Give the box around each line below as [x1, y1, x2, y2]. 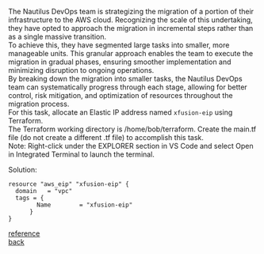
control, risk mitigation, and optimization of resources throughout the [8, 91, 233, 100]
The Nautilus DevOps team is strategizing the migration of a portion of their [8, 7, 254, 16]
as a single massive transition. [8, 32, 107, 41]
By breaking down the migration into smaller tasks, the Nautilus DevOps [8, 74, 243, 83]
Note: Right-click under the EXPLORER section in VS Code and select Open [8, 142, 254, 150]
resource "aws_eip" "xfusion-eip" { [8, 180, 129, 188]
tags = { [15, 194, 44, 202]
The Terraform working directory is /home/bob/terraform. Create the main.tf [8, 124, 257, 134]
